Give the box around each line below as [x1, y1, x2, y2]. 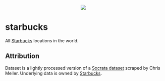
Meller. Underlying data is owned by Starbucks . [5, 70, 102, 76]
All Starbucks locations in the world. [5, 37, 79, 44]
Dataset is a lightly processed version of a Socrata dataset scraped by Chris [5, 65, 161, 71]
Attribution [5, 52, 40, 60]
